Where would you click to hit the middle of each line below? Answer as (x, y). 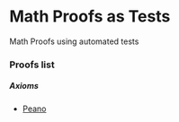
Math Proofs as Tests (90, 17)
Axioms (24, 86)
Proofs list (32, 65)
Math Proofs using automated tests (74, 41)
